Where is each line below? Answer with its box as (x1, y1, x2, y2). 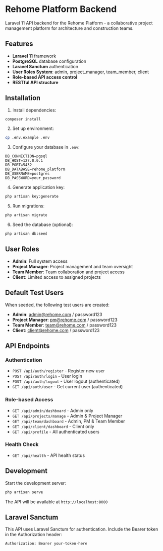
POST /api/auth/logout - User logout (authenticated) (12, 378, 120, 384)
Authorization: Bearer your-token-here (5, 541, 88, 546)
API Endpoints (5, 341, 50, 350)
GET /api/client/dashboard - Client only (12, 423, 95, 429)
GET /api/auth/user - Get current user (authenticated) (12, 384, 123, 390)
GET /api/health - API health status (12, 452, 85, 458)
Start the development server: (5, 480, 66, 486)
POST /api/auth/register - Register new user (12, 368, 105, 374)
